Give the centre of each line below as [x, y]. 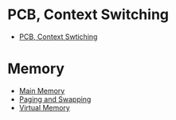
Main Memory [42, 91]
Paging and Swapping [55, 99]
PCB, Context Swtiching [58, 37]
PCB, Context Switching [88, 15]
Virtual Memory [45, 107]
